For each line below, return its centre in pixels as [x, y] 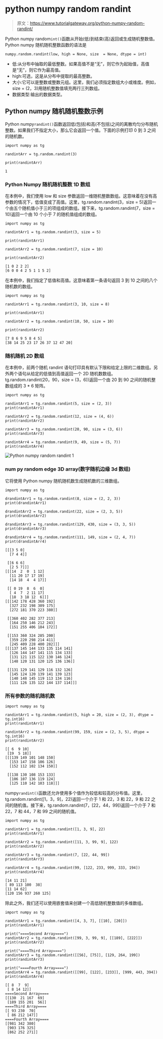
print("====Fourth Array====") [37, 968]
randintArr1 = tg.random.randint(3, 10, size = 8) [57, 304]
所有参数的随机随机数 [30, 696]
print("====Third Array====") [36, 951]
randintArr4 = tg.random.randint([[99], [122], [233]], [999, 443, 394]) [81, 972]
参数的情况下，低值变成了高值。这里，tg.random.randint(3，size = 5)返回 [79, 202]
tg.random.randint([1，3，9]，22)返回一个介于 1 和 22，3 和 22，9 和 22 [78, 799]
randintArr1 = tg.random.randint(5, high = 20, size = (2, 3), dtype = [79, 715]
